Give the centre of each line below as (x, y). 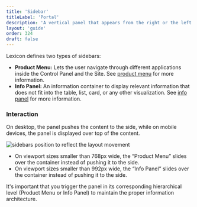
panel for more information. (48, 99)
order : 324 (20, 34)
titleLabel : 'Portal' (33, 17)
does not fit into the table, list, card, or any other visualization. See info (101, 93)
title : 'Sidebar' (28, 12)
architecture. (22, 199)
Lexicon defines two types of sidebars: (54, 56)
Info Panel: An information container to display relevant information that (102, 86)
